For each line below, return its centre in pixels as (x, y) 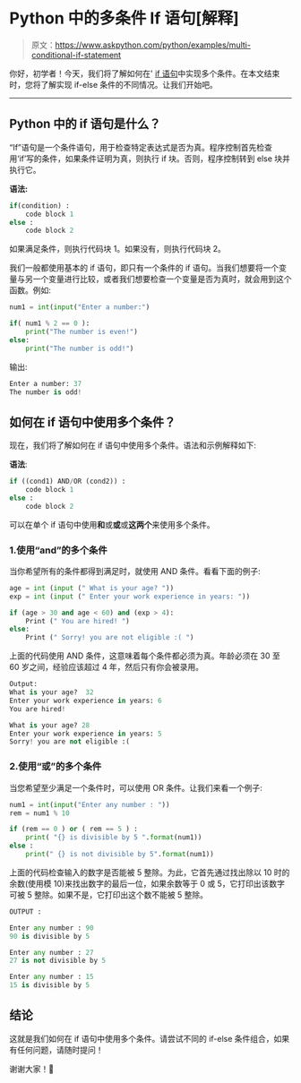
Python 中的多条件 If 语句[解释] (124, 18)
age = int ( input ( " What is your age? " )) (92, 588)
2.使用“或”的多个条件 (56, 767)
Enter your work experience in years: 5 (86, 734)
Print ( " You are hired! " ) (77, 621)
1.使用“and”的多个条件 (58, 550)
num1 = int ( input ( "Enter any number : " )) (90, 804)
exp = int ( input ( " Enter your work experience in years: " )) (130, 597)
